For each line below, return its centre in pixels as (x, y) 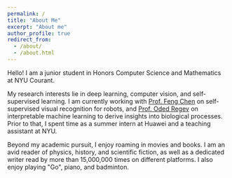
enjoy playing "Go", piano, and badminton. (68, 167)
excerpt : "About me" (37, 27)
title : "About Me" (34, 20)
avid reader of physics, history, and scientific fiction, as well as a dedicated (116, 152)
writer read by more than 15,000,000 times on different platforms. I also (110, 159)
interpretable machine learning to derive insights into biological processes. (115, 116)
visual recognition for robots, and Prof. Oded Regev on (120, 109)
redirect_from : (29, 40)
